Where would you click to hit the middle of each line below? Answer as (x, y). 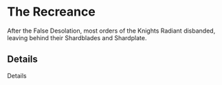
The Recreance (52, 12)
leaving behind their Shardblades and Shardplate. (77, 37)
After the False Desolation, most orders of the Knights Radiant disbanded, (111, 31)
